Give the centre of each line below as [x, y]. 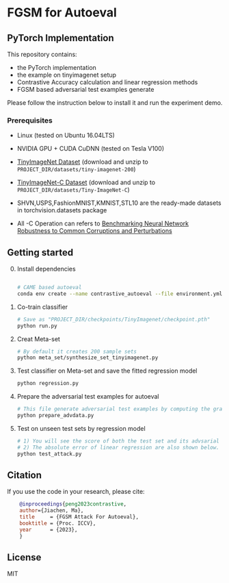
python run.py [37, 326]
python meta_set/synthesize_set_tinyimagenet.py [87, 358]
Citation [25, 475]
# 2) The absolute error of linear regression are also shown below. [118, 447]
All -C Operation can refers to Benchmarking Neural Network [103, 223]
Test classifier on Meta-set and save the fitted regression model [107, 371]
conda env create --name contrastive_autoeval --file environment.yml [120, 294]
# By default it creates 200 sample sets [77, 351]
